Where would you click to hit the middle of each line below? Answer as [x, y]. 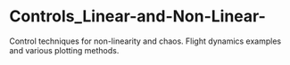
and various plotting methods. [64, 50]
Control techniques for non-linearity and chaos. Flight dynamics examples [145, 41]
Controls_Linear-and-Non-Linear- [137, 16]
